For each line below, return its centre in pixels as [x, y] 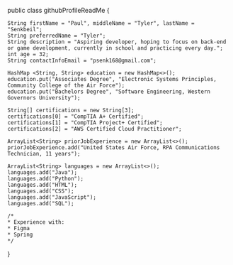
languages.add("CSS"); [41, 191]
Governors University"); [44, 98]
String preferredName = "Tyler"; [57, 36]
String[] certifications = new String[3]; [71, 110]
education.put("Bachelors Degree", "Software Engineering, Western [109, 92]
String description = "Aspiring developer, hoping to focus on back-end [117, 42]
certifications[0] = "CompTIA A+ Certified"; [75, 117]
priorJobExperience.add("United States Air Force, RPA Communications [114, 148]
